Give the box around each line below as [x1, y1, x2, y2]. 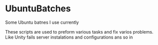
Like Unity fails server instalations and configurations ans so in [5, 34, 133, 40]
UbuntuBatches [5, 3, 71, 14]
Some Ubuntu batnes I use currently [5, 19, 79, 25]
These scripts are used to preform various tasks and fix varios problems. [5, 29, 154, 35]
